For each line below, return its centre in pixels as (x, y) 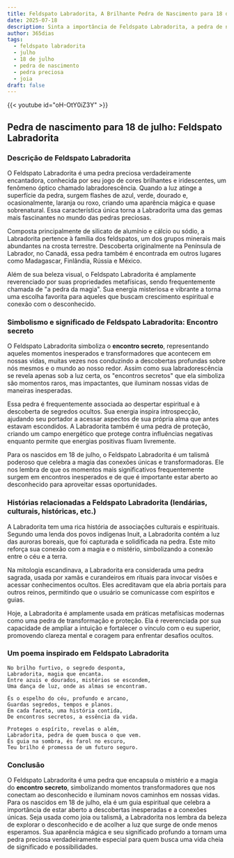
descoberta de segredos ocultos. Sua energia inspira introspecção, (104, 412)
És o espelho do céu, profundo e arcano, (68, 698)
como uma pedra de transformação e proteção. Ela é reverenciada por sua (114, 620)
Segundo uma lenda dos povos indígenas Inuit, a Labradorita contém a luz (114, 534)
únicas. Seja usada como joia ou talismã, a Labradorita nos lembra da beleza (117, 817)
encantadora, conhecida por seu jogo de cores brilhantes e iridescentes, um (117, 180)
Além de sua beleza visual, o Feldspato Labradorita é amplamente (102, 274)
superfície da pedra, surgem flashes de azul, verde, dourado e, (97, 195)
